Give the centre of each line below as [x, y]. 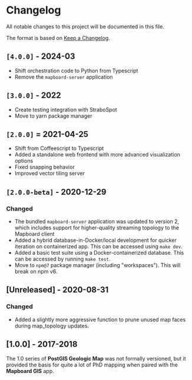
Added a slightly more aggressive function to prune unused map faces [100, 319]
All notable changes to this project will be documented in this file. [85, 26]
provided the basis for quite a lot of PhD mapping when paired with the [92, 365]
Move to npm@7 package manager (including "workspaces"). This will [97, 265]
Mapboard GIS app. [30, 371]
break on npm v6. [36, 272]
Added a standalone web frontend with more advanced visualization [97, 155]
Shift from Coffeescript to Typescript [59, 148]
